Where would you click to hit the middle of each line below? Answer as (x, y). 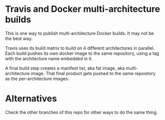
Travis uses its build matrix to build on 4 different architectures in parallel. (80, 48)
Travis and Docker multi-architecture (83, 9)
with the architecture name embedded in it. (49, 58)
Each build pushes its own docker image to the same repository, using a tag (82, 53)
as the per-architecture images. (37, 79)
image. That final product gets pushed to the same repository (93, 73)
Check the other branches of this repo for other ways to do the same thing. (82, 112)
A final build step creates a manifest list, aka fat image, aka (65, 68)
